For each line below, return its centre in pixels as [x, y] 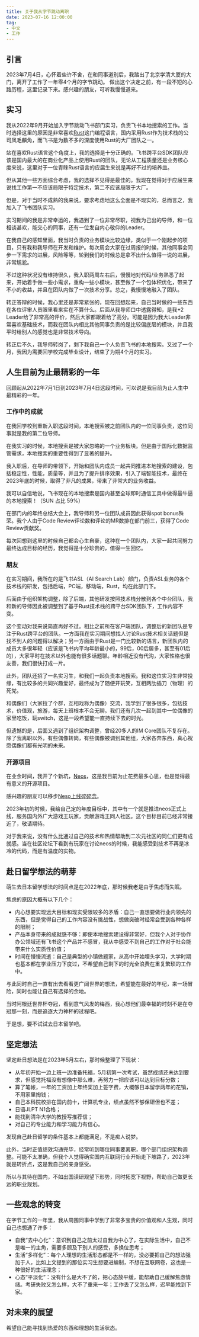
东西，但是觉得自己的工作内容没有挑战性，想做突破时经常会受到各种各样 [103, 919]
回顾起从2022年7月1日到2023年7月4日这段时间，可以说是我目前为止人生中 [97, 387]
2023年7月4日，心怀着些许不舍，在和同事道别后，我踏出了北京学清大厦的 [96, 74]
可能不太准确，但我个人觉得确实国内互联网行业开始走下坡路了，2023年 [103, 1157]
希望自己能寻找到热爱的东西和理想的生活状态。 [63, 1328]
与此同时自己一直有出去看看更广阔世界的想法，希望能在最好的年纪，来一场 [97, 984]
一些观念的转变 [33, 1205]
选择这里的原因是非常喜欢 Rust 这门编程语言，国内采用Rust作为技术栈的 [97, 132]
